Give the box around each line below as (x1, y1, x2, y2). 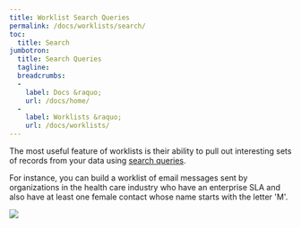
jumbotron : (9, 46, 50, 55)
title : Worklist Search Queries (9, 13, 130, 22)
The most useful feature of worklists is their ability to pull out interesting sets (9, 146, 292, 156)
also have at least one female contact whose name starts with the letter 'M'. (9, 191, 288, 202)
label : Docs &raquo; (25, 88, 102, 97)
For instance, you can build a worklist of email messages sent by (9, 173, 248, 183)
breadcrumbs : (17, 72, 66, 80)
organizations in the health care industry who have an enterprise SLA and (9, 182, 280, 192)
